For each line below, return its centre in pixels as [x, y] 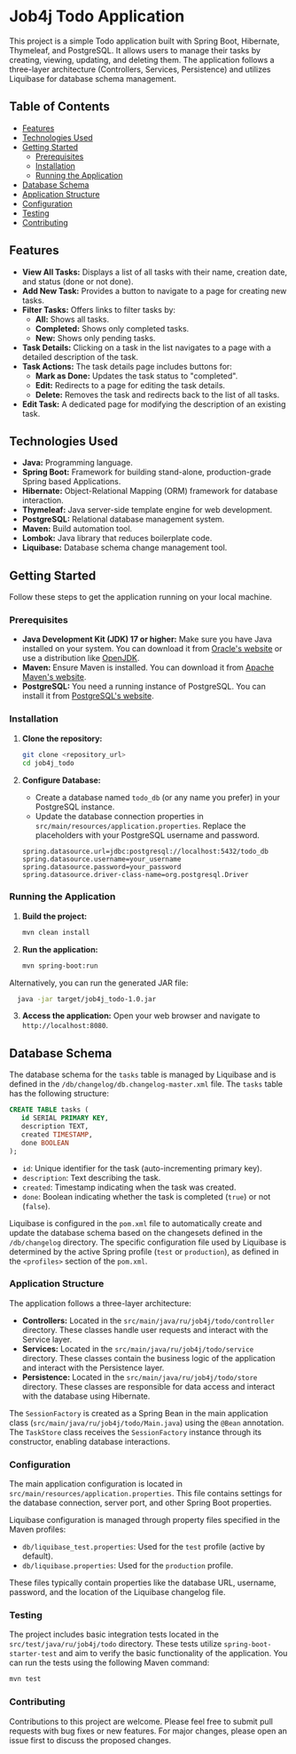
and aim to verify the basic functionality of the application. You [173, 1654]
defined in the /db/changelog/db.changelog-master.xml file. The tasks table [146, 1084]
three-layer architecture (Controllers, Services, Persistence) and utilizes [140, 69]
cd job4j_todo [48, 763]
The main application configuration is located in [96, 1484]
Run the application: [60, 949]
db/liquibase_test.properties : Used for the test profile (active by [144, 1547]
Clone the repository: [62, 738]
